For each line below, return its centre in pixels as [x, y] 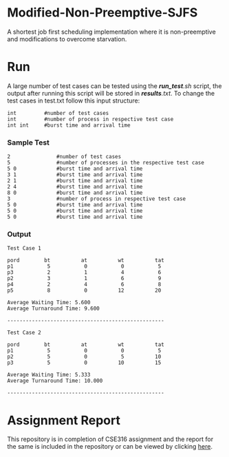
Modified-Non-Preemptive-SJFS [102, 13]
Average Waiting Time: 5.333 [49, 375]
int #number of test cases [58, 113]
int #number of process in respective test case [90, 119]
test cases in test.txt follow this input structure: [74, 100]
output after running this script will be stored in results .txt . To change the [111, 93]
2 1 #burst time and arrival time [75, 181]
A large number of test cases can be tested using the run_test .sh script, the [115, 86]
